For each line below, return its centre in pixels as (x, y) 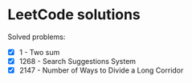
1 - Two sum (39, 52)
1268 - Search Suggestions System (78, 61)
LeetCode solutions (74, 15)
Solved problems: (37, 37)
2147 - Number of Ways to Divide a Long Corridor (101, 70)
